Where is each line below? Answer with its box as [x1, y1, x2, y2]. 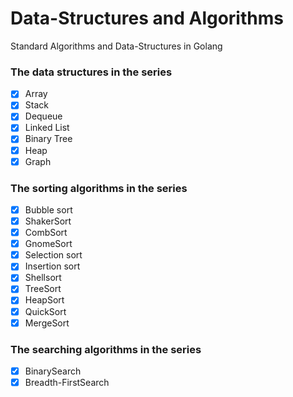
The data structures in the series [10, 65, 173, 79]
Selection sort [24, 249, 83, 261]
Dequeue [24, 110, 63, 122]
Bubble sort [24, 203, 73, 216]
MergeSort [24, 317, 70, 329]
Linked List [24, 122, 70, 134]
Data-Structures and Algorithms [10, 7, 284, 30]
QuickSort [24, 305, 67, 317]
